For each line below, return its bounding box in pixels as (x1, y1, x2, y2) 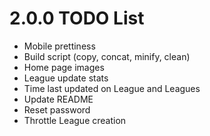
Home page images (23, 61, 105, 73)
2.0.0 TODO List (9, 7, 145, 30)
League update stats (23, 72, 109, 84)
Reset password (23, 103, 91, 116)
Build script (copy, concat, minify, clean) (23, 50, 191, 62)
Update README (23, 93, 94, 105)
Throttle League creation (23, 114, 127, 126)
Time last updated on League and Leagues (23, 82, 201, 94)
